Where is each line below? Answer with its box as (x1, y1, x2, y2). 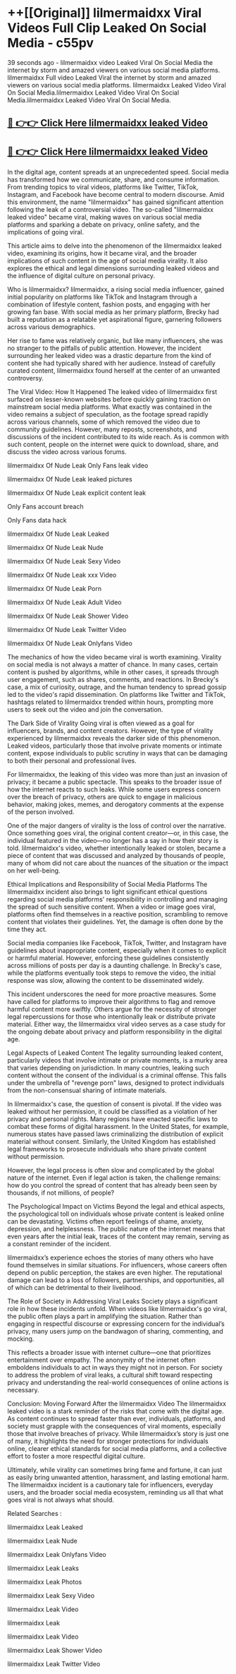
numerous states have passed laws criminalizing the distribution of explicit (7, 1130, 224, 1138)
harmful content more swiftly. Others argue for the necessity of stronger (7, 1005, 217, 1014)
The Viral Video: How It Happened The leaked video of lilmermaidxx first (7, 388, 218, 396)
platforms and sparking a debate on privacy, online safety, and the (7, 220, 200, 229)
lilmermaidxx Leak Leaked (7, 1523, 83, 1531)
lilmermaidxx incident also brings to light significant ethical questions (7, 887, 208, 896)
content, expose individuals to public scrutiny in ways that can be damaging (7, 749, 228, 758)
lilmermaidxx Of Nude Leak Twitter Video (7, 626, 127, 634)
